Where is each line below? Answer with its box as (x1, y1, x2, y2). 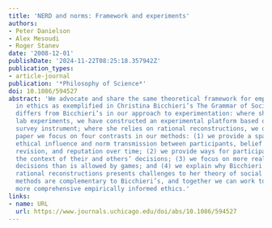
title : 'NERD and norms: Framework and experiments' (8, 11, 190, 20)
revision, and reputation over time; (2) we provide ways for (15, 147, 230, 155)
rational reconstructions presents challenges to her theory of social (15, 170, 263, 178)
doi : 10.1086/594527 (8, 87, 79, 95)
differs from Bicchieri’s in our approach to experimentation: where (15, 110, 255, 118)
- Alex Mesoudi (8, 34, 60, 43)
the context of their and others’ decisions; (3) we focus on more (15, 154, 249, 163)
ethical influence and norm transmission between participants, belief (15, 139, 263, 148)
